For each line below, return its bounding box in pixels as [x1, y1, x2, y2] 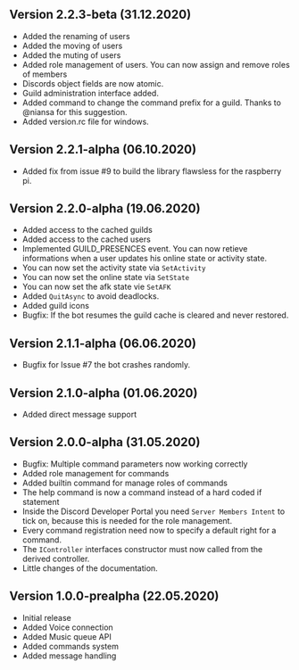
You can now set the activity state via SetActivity [21, 262, 206, 273]
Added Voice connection [21, 622, 113, 633]
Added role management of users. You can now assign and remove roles [21, 59, 290, 70]
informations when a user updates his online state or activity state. [21, 253, 268, 264]
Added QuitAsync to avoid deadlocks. [21, 291, 160, 302]
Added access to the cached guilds [21, 225, 154, 236]
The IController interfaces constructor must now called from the [21, 543, 263, 554]
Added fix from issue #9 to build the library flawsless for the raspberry [21, 165, 282, 177]
